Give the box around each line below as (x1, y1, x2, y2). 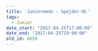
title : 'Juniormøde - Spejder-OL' (6, 8, 90, 15)
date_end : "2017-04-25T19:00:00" (6, 30, 87, 36)
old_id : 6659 (6, 36, 38, 42)
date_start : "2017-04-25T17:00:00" (6, 25, 93, 31)
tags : (6, 14, 19, 20)
